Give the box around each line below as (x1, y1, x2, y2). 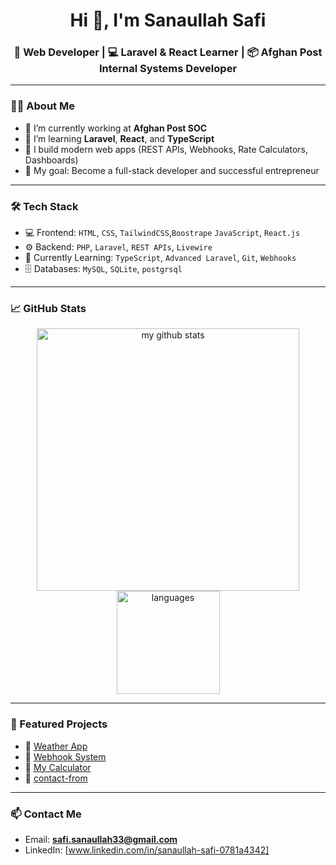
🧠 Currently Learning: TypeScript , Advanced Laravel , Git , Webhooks (24, 252, 297, 264)
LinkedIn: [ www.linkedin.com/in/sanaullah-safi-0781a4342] (24, 844, 270, 856)
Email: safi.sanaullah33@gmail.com (24, 833, 178, 845)
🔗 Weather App (24, 740, 88, 752)
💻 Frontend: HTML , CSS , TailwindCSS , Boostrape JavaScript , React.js (24, 227, 301, 239)
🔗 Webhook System (24, 750, 107, 763)
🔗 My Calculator (24, 761, 92, 773)
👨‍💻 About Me (10, 99, 75, 113)
